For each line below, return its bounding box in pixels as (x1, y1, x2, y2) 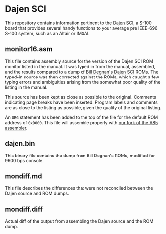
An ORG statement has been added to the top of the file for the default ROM (5, 114, 158, 120)
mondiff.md (5, 172, 42, 180)
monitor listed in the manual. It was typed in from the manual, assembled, (5, 63, 156, 69)
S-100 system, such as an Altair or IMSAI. (5, 30, 90, 36)
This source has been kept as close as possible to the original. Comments (5, 94, 157, 100)
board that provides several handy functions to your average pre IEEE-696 (5, 25, 158, 31)
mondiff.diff (5, 205, 43, 213)
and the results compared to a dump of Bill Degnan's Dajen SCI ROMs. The (5, 69, 159, 75)
